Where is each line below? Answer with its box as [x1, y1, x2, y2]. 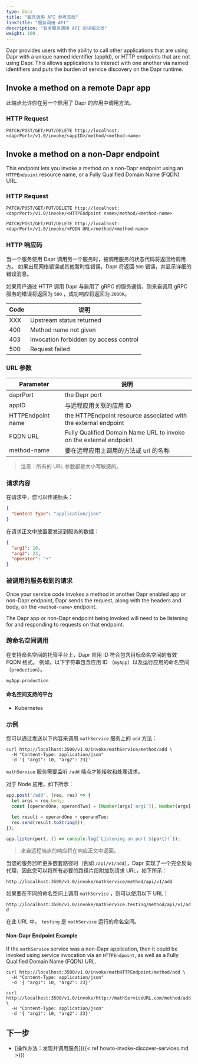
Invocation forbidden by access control [30, 335, 138, 343]
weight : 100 [6, 31, 35, 37]
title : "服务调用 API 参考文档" [6, 14, 78, 20]
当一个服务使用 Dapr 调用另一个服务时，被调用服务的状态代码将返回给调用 [6, 255, 186, 262]
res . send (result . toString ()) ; [11, 819, 85, 825]
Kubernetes [14, 705, 43, 712]
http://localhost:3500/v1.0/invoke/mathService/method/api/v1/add [6, 879, 173, 885]
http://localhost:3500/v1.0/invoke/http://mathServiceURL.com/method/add [6, 995, 192, 1001]
